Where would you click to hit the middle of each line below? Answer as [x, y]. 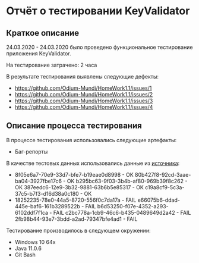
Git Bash [25, 255]
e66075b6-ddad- [159, 200]
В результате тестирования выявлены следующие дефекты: [83, 76]
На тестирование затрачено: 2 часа [52, 65]
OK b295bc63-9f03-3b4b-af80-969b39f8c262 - [127, 181]
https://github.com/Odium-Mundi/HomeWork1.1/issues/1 [83, 88]
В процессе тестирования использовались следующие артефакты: [91, 140]
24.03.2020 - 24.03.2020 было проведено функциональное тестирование [99, 47]
